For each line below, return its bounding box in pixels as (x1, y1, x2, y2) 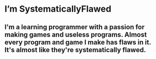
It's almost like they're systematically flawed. (4, 45, 146, 54)
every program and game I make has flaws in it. (4, 38, 151, 46)
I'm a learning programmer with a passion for (4, 23, 145, 31)
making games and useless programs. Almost (4, 30, 147, 39)
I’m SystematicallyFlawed (4, 3, 111, 15)
